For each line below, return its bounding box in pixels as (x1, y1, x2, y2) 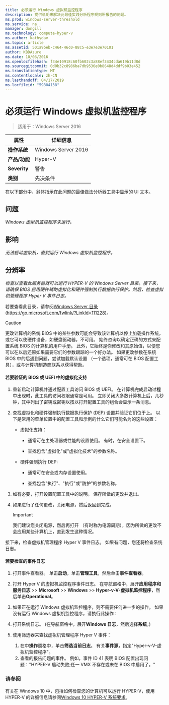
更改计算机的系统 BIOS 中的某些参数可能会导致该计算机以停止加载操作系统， (5, 330, 163, 336)
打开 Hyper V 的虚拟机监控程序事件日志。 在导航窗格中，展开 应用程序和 (12, 581, 161, 587)
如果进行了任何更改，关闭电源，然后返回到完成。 (12, 502, 114, 508)
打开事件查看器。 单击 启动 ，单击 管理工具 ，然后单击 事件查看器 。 (12, 570, 146, 576)
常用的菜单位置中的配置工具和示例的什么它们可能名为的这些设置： (21, 416, 158, 422)
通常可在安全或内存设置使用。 (27, 469, 90, 476)
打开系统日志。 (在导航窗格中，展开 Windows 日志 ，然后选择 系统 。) (12, 621, 151, 627)
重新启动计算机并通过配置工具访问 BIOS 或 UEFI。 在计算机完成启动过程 (12, 386, 161, 392)
